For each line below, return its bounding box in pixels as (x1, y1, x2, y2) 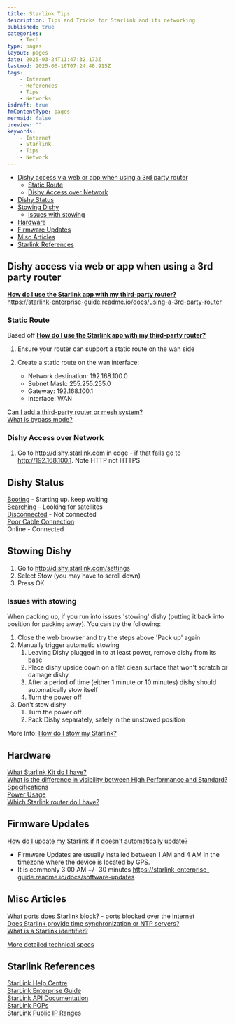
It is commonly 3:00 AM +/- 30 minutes (17, 865, 131, 874)
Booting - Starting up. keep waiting (7, 496, 108, 504)
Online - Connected (7, 525, 64, 533)
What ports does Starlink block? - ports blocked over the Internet (7, 912, 195, 920)
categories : (7, 29, 42, 37)
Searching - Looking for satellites (7, 503, 104, 511)
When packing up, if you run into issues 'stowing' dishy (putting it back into (7, 612, 225, 621)
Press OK (17, 578, 45, 587)
